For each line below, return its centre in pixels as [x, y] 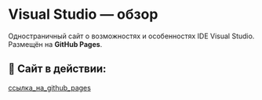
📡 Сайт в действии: [57, 69]
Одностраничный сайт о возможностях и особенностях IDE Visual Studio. [131, 36]
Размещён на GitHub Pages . [55, 44]
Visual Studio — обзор [83, 14]
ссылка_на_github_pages [50, 87]
